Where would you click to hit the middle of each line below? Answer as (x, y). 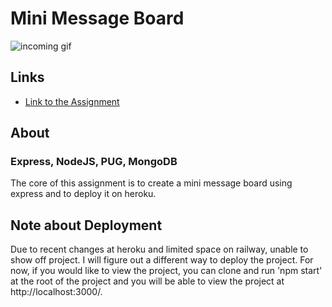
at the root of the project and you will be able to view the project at (147, 281)
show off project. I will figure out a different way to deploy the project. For (162, 260)
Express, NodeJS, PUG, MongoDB (94, 162)
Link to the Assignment (72, 101)
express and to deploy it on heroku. (83, 194)
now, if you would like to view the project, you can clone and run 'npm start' (166, 271)
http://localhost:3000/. (56, 292)
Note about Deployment (86, 225)
